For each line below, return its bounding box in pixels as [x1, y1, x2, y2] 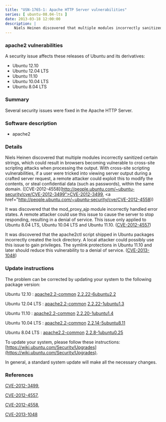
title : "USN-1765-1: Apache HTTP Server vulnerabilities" [5, 7, 127, 12]
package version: [5, 281, 41, 287]
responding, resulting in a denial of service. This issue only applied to [5, 217, 147, 223]
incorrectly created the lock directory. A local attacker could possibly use [5, 237, 154, 243]
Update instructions [5, 265, 54, 272]
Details [5, 143, 23, 150]
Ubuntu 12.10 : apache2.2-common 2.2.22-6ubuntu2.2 [5, 291, 116, 297]
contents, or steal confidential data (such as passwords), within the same [5, 181, 154, 187]
